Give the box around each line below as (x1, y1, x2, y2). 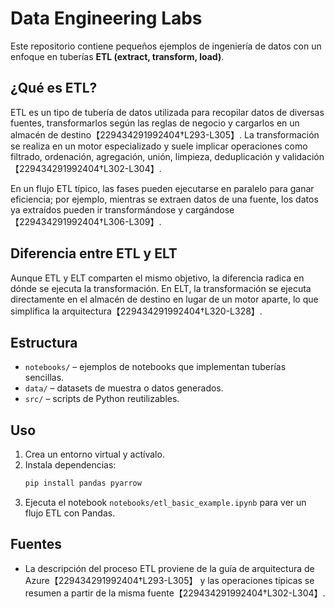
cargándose (185, 203, 235, 216)
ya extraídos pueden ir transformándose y (10, 203, 184, 216)
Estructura (10, 334, 78, 351)
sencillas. (24, 372, 65, 384)
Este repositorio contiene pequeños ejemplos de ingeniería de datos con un (10, 40, 322, 52)
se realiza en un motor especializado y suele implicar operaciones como (10, 140, 308, 152)
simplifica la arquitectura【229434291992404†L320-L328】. (10, 305, 263, 317)
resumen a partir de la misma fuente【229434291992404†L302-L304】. (24, 587, 326, 599)
